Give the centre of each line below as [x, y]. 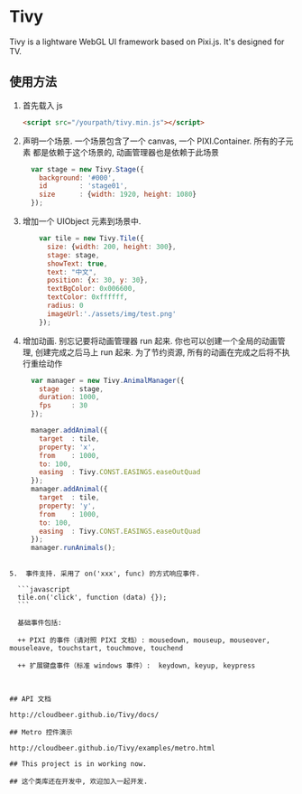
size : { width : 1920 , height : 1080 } [118, 195]
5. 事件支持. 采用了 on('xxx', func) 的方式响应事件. [105, 574]
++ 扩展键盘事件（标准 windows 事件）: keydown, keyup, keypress [137, 666]
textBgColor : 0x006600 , [92, 289]
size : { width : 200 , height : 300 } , [111, 247]
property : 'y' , [68, 506]
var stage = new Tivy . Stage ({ [87, 169]
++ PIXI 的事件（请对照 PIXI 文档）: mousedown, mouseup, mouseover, [144, 640]
